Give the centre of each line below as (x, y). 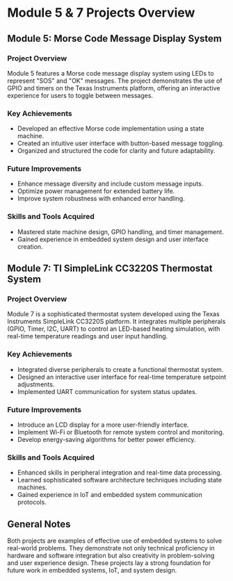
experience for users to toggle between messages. (80, 95)
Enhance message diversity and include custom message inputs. (110, 184)
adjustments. (36, 384)
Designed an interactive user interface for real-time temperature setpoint (122, 377)
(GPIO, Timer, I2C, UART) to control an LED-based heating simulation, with (114, 329)
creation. (30, 246)
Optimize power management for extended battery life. (96, 191)
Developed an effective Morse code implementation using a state (111, 129)
